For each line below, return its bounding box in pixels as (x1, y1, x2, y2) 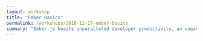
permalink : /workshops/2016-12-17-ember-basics (6, 20, 129, 26)
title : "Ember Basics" (6, 14, 63, 20)
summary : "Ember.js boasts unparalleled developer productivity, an (6, 25, 182, 32)
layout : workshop (6, 8, 50, 15)
